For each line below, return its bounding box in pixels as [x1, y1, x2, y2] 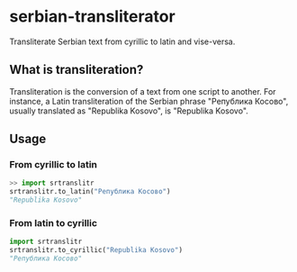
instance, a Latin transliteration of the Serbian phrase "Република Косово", [9, 95, 289, 106]
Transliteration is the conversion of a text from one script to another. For [9, 86, 276, 96]
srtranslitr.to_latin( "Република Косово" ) [9, 187, 171, 196]
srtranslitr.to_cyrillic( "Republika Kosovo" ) [9, 246, 183, 255]
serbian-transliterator [9, 6, 175, 27]
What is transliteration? [9, 62, 144, 77]
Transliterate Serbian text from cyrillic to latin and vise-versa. [9, 36, 236, 47]
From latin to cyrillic [9, 216, 97, 229]
